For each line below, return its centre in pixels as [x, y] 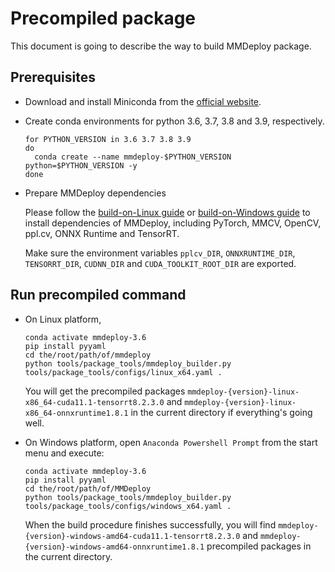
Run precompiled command [98, 295]
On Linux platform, [63, 319]
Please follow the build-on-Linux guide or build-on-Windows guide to [167, 212]
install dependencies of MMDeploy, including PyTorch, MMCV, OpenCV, [173, 223]
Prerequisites [53, 77]
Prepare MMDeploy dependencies [95, 193]
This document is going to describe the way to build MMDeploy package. [161, 46]
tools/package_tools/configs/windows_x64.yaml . [128, 506]
